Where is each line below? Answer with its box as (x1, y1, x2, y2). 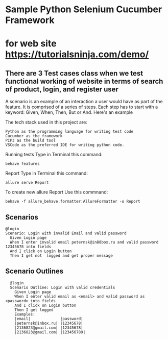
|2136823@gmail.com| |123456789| (14, 329, 86, 335)
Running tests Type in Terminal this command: (5, 152, 103, 158)
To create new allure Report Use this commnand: (5, 189, 108, 195)
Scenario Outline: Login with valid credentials (10, 285, 115, 290)
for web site (5, 38, 57, 50)
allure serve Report (5, 180, 50, 185)
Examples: (14, 311, 36, 317)
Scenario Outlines (5, 267, 64, 276)
